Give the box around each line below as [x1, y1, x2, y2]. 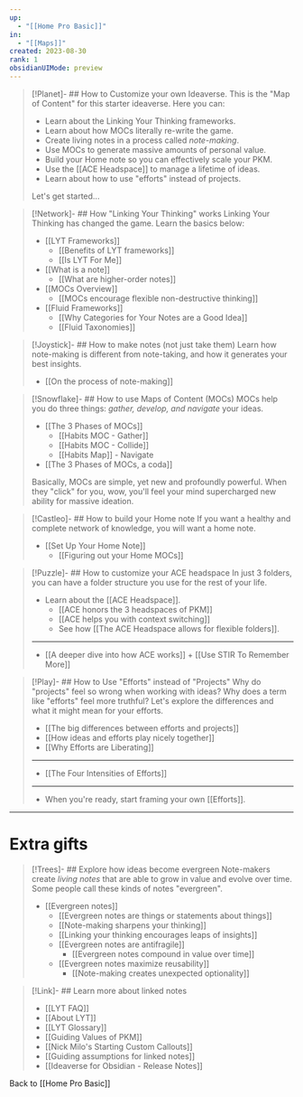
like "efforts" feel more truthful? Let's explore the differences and [31, 695, 274, 706]
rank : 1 [9, 55, 39, 64]
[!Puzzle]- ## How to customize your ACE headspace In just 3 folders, [31, 567, 293, 578]
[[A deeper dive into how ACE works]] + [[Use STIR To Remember [44, 649, 290, 660]
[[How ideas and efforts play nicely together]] [44, 732, 215, 743]
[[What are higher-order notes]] [58, 273, 177, 285]
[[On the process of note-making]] [44, 376, 174, 387]
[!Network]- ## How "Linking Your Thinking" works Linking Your [31, 208, 271, 219]
